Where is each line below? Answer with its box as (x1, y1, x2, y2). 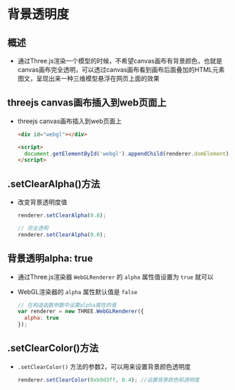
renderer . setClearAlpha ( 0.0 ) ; (17, 231, 107, 238)
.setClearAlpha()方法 (7, 177, 101, 190)
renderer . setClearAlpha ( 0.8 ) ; (17, 212, 107, 219)
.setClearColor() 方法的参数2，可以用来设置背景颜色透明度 (17, 362, 191, 370)
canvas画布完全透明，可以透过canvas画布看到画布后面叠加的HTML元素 (17, 65, 225, 74)
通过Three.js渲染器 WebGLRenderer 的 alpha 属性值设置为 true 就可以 (17, 272, 214, 281)
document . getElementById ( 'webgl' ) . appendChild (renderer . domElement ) (24, 150, 229, 157)
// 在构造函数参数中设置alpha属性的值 (17, 301, 117, 308)
